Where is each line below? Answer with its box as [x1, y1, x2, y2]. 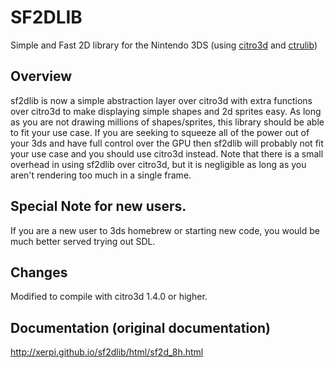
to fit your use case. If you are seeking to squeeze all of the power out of [10, 126, 310, 138]
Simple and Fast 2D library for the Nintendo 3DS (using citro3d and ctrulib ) [10, 39, 318, 51]
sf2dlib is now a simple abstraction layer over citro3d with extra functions [10, 94, 313, 106]
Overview [10, 68, 73, 85]
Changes [10, 264, 68, 281]
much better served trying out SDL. [10, 235, 156, 247]
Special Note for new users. [10, 198, 187, 215]
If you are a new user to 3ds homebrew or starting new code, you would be [10, 224, 320, 236]
